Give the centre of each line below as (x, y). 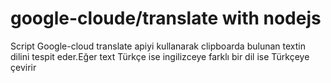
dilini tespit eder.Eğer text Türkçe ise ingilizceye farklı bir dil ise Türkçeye (160, 56)
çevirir (23, 67)
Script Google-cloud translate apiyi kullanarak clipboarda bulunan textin (158, 46)
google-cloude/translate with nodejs (166, 18)
